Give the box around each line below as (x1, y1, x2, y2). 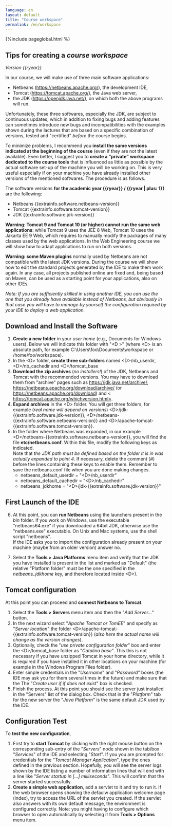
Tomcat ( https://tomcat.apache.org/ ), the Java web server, (12, 90, 137, 96)
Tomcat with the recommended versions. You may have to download (12, 374, 158, 380)
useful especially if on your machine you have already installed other (5, 170, 150, 176)
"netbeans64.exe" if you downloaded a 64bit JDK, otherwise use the (12, 522, 159, 528)
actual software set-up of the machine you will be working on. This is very (5, 164, 162, 171)
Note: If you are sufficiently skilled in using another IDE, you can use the (5, 291, 158, 297)
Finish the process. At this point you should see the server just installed (12, 686, 164, 692)
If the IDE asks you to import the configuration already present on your (12, 539, 162, 545)
